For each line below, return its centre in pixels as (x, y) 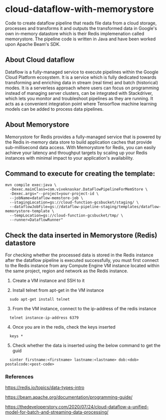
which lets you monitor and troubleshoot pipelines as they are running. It (79, 98)
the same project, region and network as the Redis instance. (67, 271)
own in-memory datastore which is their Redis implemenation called (75, 33)
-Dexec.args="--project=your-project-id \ (54, 194)
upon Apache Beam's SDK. (33, 44)
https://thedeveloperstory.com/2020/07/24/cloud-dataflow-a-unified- (77, 407)
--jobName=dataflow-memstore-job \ (46, 198)
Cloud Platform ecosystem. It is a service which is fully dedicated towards (81, 77)
